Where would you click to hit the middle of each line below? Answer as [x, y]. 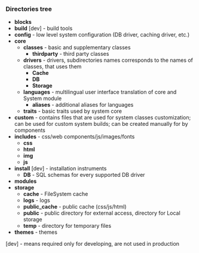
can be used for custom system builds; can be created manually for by [101, 124]
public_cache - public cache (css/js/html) [75, 207]
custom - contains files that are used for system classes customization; [102, 118]
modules [25, 181]
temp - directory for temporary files [67, 226]
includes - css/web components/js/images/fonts [74, 137]
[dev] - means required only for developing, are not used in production [93, 244]
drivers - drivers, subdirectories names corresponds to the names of [108, 60]
